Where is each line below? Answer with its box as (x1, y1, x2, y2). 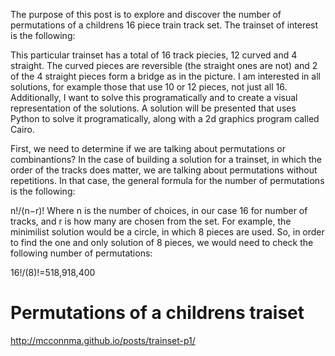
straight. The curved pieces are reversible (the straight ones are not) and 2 (10, 60, 318, 71)
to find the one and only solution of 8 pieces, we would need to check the (10, 237, 314, 248)
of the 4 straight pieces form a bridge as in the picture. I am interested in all (10, 70, 321, 82)
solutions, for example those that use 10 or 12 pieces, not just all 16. (10, 81, 288, 93)
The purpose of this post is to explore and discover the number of (10, 9, 282, 20)
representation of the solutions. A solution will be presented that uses (10, 102, 297, 114)
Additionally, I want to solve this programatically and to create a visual (10, 92, 298, 103)
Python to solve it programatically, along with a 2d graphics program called (10, 113, 320, 124)
